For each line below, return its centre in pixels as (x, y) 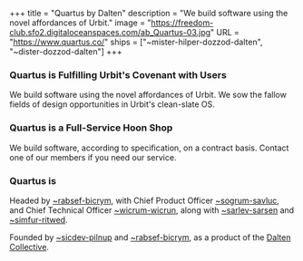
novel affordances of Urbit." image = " (80, 23)
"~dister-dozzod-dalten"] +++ (66, 52)
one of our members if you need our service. (93, 157)
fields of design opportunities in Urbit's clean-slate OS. (112, 104)
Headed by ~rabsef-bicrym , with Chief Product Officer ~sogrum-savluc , (144, 200)
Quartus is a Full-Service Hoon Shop (91, 128)
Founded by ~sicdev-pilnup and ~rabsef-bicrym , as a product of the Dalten (150, 237)
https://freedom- (182, 23)
